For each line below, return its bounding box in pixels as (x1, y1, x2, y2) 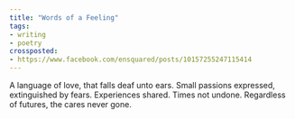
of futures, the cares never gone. (9, 99, 133, 109)
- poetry (9, 38, 42, 48)
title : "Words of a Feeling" (9, 13, 119, 23)
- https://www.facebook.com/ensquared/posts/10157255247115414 (9, 55, 253, 64)
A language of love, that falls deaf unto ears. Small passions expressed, (9, 80, 275, 90)
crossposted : (9, 47, 59, 56)
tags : (9, 22, 30, 31)
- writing (9, 30, 47, 39)
